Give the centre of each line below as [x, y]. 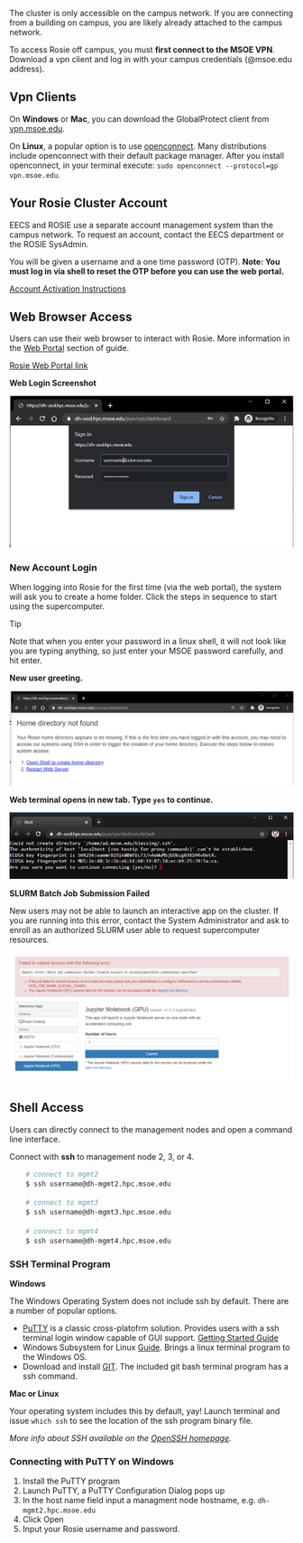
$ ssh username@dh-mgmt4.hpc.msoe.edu [98, 1241]
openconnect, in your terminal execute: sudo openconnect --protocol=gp [144, 165]
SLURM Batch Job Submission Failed [80, 893]
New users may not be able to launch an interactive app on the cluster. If [144, 910]
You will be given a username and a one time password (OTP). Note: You [145, 262]
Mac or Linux [34, 1394]
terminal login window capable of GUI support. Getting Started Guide [151, 1338]
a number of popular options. [64, 1311]
